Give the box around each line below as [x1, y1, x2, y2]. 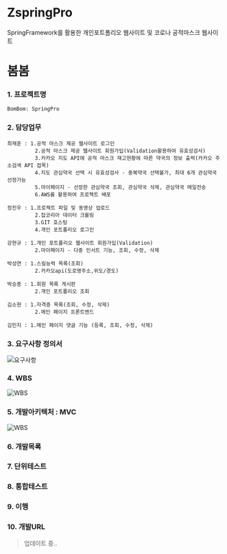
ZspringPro [7, 5, 73, 21]
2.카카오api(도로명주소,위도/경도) [34, 267, 119, 274]
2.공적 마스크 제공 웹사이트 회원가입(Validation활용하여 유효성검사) [34, 147, 206, 154]
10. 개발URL [7, 522, 46, 532]
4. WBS [7, 373, 32, 383]
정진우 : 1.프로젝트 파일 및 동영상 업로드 [7, 204, 110, 211]
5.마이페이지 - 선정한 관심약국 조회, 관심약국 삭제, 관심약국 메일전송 [34, 184, 206, 191]
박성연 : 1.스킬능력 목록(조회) [7, 260, 84, 267]
